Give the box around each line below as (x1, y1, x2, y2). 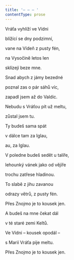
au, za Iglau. (5, 142, 30, 148)
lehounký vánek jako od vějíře (5, 161, 66, 168)
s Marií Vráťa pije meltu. (5, 239, 54, 245)
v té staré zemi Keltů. (5, 220, 49, 226)
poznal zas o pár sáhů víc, (5, 84, 59, 90)
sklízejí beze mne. (5, 65, 42, 71)
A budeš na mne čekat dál (5, 210, 59, 216)
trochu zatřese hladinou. (5, 171, 55, 177)
